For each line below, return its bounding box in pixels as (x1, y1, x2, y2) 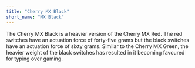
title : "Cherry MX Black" (6, 8, 69, 15)
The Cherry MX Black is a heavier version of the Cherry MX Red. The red (6, 30, 183, 37)
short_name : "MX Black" (6, 14, 65, 20)
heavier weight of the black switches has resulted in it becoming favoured (6, 49, 185, 56)
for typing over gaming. (6, 55, 63, 62)
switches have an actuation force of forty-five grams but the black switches (6, 36, 190, 43)
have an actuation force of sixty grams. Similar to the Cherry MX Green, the (6, 42, 189, 50)
